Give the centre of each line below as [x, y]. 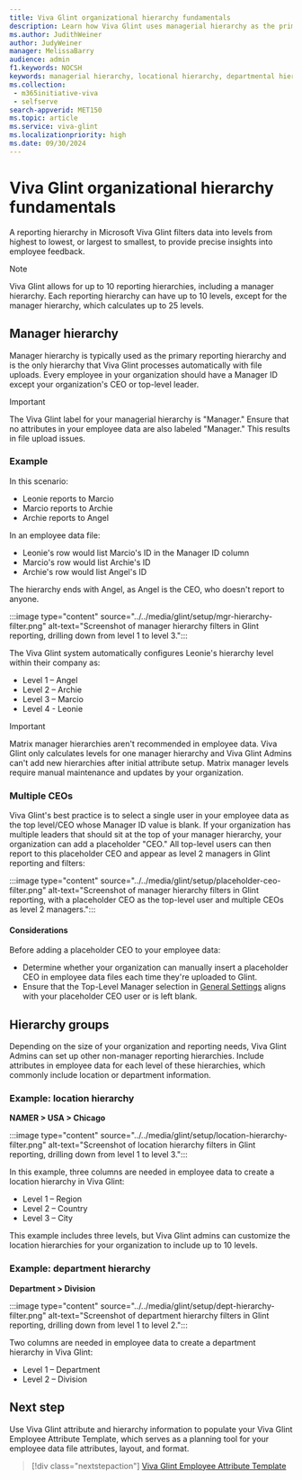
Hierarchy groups [59, 1024]
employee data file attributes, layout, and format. [99, 1448]
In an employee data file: [55, 535]
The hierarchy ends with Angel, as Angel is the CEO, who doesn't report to [147, 589]
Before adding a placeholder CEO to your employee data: [115, 950]
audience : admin [40, 59]
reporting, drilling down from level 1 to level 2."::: [99, 1325]
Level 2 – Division [55, 1379]
